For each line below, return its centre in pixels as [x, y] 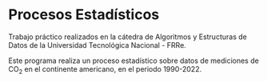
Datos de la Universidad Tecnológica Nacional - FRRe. [97, 45]
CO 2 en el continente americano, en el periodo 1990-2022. [105, 70]
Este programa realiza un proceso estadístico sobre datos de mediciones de [134, 61]
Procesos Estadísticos [84, 15]
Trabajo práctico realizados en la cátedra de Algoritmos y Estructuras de [128, 37]
